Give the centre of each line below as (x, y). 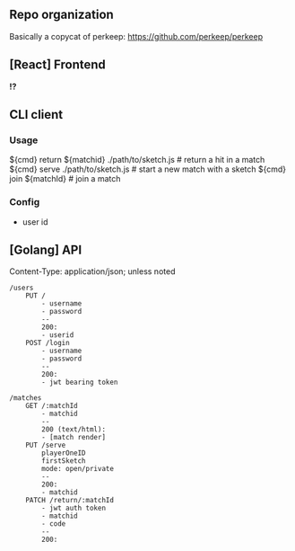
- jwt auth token (74, 508)
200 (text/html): (74, 430)
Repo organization (61, 15)
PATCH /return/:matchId (70, 501)
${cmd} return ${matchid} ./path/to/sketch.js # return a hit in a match (137, 160)
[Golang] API (46, 250)
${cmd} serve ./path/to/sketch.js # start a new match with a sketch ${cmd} (148, 169)
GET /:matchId (52, 406)
